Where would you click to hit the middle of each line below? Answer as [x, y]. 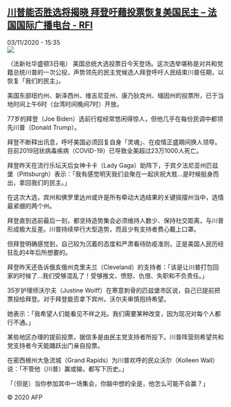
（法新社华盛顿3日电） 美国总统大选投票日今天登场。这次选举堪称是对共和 [112, 63]
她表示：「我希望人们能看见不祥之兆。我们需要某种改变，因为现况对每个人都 [114, 313]
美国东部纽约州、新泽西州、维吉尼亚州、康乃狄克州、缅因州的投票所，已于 [112, 95]
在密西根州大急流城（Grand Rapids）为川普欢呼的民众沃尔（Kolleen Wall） [113, 360]
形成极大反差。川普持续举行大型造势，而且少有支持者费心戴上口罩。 [103, 229]
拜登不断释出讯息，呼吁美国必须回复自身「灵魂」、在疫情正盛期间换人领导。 [114, 142]
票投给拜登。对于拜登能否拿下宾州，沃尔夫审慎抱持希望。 [88, 299]
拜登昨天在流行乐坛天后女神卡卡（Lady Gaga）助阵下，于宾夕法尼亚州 [107, 165]
